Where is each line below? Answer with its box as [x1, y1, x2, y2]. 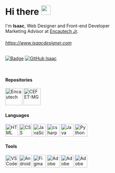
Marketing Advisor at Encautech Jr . [5, 28, 79, 34]
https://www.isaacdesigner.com [5, 39, 72, 46]
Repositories [5, 76, 33, 83]
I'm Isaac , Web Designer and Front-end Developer [5, 23, 110, 29]
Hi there [5, 6, 39, 18]
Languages [5, 112, 29, 118]
